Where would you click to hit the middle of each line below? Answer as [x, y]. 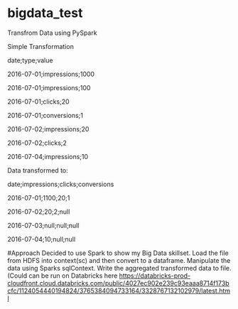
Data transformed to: [38, 170]
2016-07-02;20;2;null [39, 212]
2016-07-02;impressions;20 [48, 129]
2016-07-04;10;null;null [42, 239]
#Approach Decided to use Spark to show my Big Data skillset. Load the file [118, 253]
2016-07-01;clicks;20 [38, 102]
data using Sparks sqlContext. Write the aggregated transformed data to [113, 268]
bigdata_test [45, 13]
